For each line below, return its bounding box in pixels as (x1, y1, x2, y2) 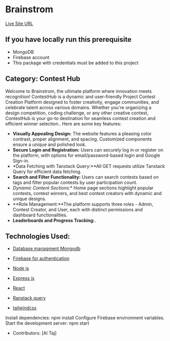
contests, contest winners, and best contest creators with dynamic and (12, 190, 162, 196)
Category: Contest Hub (5, 75, 80, 83)
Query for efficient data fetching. (12, 168, 82, 175)
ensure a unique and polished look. (12, 141, 87, 148)
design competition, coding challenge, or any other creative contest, (5, 110, 149, 116)
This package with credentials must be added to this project (12, 60, 139, 66)
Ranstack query (12, 295, 46, 301)
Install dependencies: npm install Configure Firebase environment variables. (5, 315, 165, 321)
